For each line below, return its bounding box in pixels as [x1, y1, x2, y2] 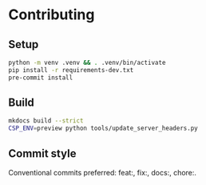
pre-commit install [8, 74, 73, 82]
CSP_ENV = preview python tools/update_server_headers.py [8, 124, 198, 133]
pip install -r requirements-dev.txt [8, 66, 134, 74]
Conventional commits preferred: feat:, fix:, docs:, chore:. [8, 168, 197, 177]
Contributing [8, 6, 95, 24]
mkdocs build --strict [8, 117, 84, 125]
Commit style [8, 147, 77, 160]
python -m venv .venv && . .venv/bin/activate [8, 58, 166, 66]
